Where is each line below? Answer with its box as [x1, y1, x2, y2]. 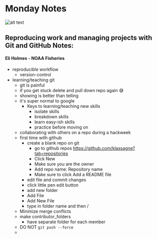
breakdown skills [34, 113, 69, 119]
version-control [19, 71, 51, 77]
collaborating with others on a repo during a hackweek [19, 129, 131, 135]
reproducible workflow [12, 66, 59, 72]
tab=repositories [34, 150, 68, 156]
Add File [27, 192, 44, 198]
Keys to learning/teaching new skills [27, 103, 100, 109]
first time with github [19, 135, 62, 141]
